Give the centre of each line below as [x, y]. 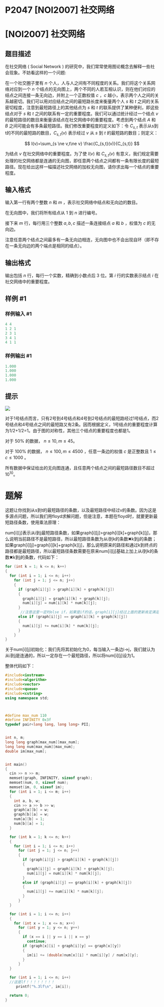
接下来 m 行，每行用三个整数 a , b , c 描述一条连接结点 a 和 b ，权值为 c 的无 [80, 223]
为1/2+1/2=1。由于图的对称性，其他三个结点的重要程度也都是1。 [69, 430]
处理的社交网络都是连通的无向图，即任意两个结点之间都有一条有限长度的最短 [82, 161]
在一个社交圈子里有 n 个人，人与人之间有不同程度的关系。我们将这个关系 [78, 83]
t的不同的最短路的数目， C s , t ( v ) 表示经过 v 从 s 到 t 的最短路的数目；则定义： [82, 133]
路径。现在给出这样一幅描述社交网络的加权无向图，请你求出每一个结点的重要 [82, 166]
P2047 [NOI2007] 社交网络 [60, 10]
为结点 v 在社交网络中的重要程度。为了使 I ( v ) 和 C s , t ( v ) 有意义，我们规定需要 [82, 154]
